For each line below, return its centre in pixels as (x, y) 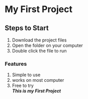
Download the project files (39, 40)
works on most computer (38, 80)
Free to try (23, 86)
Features (16, 64)
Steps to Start (27, 28)
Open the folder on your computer (48, 45)
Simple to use (26, 75)
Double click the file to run (39, 51)
